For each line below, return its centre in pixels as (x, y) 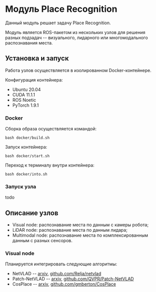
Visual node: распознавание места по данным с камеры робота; (80, 225)
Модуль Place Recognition (61, 9)
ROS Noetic (24, 100)
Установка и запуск (37, 59)
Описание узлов (32, 213)
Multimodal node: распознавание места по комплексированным (80, 235)
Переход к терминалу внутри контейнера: (50, 165)
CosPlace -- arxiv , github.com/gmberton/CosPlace (64, 284)
